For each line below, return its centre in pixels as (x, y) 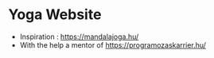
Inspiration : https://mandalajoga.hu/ (79, 37)
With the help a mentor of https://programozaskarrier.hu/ (113, 44)
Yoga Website (55, 15)
